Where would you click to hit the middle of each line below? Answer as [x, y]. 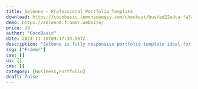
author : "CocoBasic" [32, 33]
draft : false [22, 77]
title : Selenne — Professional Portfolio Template [70, 11]
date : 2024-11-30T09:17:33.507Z [46, 39]
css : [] [16, 55]
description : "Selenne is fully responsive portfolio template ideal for [99, 44]
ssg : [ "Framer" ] [26, 50]
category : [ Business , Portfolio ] [46, 71]
